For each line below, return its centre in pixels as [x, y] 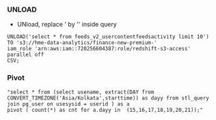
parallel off [26, 55]
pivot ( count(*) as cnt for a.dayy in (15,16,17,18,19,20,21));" [105, 110]
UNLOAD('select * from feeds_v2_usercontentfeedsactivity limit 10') [108, 37]
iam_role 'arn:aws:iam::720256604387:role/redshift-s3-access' [99, 49]
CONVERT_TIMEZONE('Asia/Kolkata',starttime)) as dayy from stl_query [108, 98]
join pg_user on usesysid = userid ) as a [68, 104]
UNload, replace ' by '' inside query [67, 25]
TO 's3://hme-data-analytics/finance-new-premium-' [82, 43]
